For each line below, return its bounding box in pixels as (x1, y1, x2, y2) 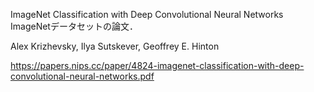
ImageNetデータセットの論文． (10, 20, 138, 32)
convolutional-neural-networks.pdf (10, 70, 155, 82)
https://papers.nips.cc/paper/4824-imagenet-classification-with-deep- (10, 60, 305, 71)
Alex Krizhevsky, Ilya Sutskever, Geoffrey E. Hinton (10, 40, 220, 52)
